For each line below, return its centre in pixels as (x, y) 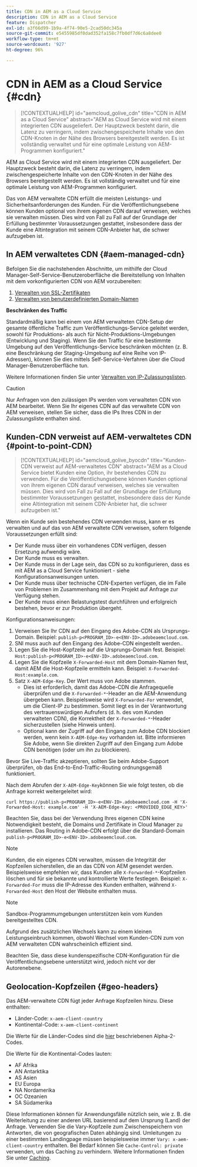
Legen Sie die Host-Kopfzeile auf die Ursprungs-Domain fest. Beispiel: (100, 650)
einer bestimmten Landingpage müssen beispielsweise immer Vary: (88, 1139)
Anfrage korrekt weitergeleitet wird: (49, 791)
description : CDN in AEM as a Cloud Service (61, 17)
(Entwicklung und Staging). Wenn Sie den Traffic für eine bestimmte (89, 340)
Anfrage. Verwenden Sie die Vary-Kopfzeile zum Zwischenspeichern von (95, 1127)
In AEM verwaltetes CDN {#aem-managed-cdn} (96, 255)
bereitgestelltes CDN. (32, 920)
